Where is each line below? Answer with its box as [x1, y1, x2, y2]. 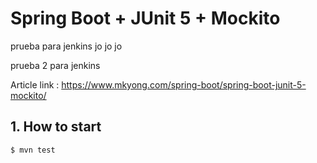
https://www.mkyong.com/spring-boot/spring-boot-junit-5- [61, 78, 307, 91]
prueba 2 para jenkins [10, 59, 101, 71]
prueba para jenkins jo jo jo [10, 40, 123, 52]
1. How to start [10, 118, 102, 136]
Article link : [10, 78, 60, 91]
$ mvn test [10, 145, 56, 155]
